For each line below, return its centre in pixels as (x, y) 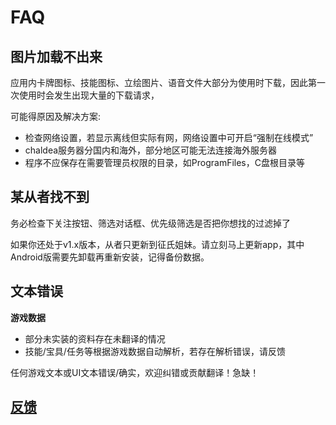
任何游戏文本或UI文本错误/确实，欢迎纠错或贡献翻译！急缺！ (135, 372)
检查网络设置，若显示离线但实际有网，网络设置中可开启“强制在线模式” (169, 137)
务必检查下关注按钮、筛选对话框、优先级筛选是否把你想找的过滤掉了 (150, 223)
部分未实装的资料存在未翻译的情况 (95, 338)
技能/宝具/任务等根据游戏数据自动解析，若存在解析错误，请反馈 (155, 351)
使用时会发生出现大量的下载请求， (89, 95)
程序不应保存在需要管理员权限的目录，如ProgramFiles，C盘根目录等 (164, 162)
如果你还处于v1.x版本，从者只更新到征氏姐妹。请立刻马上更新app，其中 (157, 244)
